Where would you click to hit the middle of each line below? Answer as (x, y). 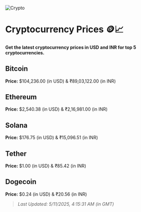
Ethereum (21, 97)
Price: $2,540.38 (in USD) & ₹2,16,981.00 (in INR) (57, 109)
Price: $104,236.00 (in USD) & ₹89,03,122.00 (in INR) (61, 81)
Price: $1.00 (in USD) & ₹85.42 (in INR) (46, 166)
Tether (16, 154)
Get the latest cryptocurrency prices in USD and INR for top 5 (71, 47)
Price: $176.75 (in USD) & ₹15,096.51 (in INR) (51, 138)
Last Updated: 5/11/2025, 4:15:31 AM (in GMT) (66, 204)
